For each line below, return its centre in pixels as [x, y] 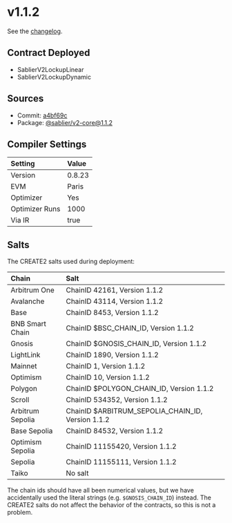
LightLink [26, 355]
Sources [26, 98]
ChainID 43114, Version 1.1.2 [114, 301]
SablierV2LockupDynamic [54, 77]
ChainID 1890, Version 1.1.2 [112, 355]
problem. [20, 513]
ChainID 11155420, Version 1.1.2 [121, 446]
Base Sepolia [32, 431]
